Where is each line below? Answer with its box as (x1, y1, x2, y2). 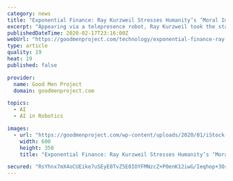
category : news (7, 10, 51, 17)
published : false (7, 62, 58, 69)
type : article (7, 42, 49, 49)
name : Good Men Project (13, 80, 82, 87)
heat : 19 (7, 55, 33, 62)
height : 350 (19, 144, 54, 151)
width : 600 (19, 138, 51, 145)
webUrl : (7, 36, 30, 43)
